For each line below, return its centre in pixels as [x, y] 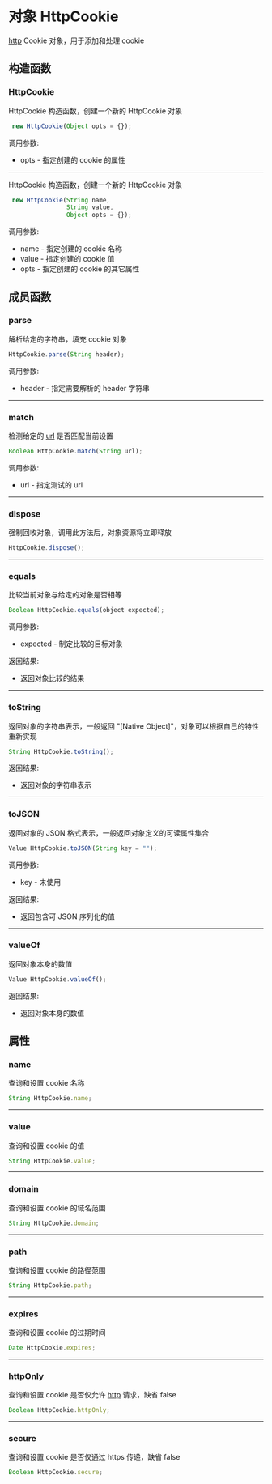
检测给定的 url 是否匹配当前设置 [61, 436]
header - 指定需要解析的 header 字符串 [85, 388]
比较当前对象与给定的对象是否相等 [65, 595]
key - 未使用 [40, 882]
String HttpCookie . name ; [50, 1099]
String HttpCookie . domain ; [54, 1223]
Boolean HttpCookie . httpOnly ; [59, 1410]
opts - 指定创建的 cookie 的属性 [72, 159]
